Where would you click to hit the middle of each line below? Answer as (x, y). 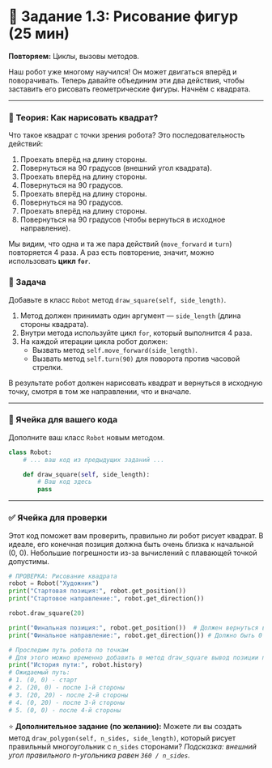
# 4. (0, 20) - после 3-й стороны (67, 702)
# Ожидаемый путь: (39, 673)
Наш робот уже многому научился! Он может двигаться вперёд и (123, 71)
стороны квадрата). (54, 324)
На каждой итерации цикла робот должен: (94, 341)
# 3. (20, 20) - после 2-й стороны (68, 695)
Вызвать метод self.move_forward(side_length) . (115, 350)
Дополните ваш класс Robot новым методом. (87, 437)
